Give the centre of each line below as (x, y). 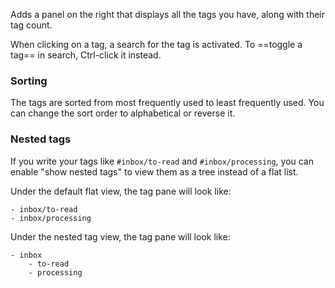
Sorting (29, 81)
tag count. (31, 25)
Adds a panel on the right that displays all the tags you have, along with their (168, 14)
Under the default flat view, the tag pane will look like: (121, 191)
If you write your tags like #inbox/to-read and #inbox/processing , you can (162, 161)
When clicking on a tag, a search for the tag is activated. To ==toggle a (156, 44)
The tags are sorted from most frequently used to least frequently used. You (167, 103)
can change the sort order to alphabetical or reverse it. (123, 113)
